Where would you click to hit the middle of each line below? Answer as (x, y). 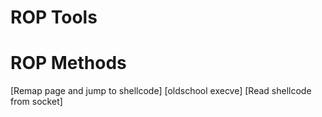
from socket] (36, 102)
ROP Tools (54, 17)
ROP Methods (68, 63)
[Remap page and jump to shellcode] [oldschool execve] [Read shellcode (161, 91)
